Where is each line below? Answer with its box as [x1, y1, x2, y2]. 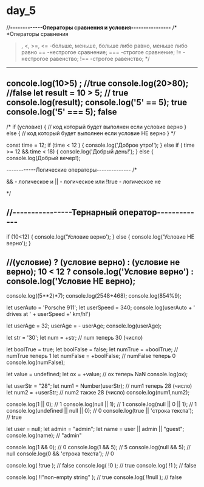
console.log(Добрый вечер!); [6, 154, 81, 161]
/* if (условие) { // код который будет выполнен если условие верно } [6, 123, 187, 130]
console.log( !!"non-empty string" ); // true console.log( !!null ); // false [6, 474, 182, 481]
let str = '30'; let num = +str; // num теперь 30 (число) [6, 334, 143, 342]
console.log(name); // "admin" [6, 432, 82, 439]
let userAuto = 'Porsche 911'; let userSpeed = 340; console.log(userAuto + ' [6, 304, 195, 311]
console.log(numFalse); [6, 359, 66, 366]
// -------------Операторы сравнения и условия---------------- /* [6, 24, 177, 31]
